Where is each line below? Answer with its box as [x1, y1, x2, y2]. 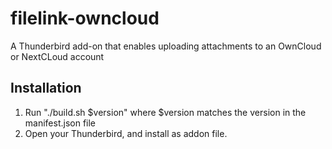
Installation [10, 80, 82, 97]
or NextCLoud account [10, 50, 105, 62]
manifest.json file [24, 117, 97, 129]
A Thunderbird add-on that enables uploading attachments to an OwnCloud [10, 40, 322, 52]
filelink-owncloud [10, 7, 160, 30]
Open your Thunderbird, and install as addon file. [24, 127, 228, 139]
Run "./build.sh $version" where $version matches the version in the [24, 106, 307, 118]
